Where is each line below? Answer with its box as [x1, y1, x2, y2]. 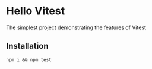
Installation [6, 41, 49, 51]
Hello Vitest [6, 4, 65, 18]
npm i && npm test [6, 57, 52, 63]
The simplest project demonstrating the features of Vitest [6, 24, 147, 31]
